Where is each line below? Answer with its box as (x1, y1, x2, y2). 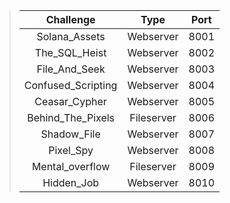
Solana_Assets (36, 30, 106, 43)
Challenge (45, 13, 96, 26)
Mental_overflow (31, 160, 111, 173)
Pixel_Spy (48, 144, 94, 157)
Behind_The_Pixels (27, 111, 116, 124)
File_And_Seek (36, 62, 106, 76)
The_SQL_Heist (34, 46, 107, 59)
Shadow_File (40, 127, 101, 141)
